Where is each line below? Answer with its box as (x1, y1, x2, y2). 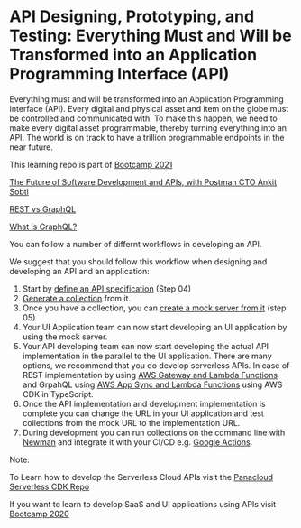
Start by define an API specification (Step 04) (22, 283, 192, 294)
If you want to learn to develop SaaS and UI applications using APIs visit (9, 498, 277, 509)
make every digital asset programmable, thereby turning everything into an (9, 122, 287, 133)
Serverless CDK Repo (9, 481, 90, 492)
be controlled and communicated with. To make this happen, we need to (9, 113, 278, 124)
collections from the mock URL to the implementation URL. (22, 417, 241, 428)
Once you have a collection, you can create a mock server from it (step (22, 302, 287, 313)
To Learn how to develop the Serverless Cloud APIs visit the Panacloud (9, 471, 273, 482)
